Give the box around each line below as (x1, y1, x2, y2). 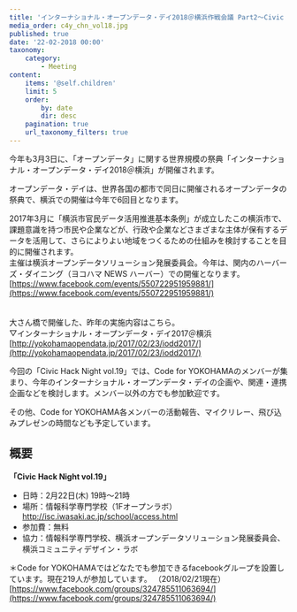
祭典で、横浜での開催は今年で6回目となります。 (9, 194, 184, 204)
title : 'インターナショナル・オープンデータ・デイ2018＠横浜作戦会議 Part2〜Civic (9, 12, 285, 22)
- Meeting (41, 63, 77, 72)
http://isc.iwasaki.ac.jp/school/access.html (21, 510, 179, 522)
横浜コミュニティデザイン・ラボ (21, 543, 139, 554)
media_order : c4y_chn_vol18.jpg (9, 21, 128, 30)
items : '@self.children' (25, 79, 117, 88)
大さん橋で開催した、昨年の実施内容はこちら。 (9, 317, 179, 327)
